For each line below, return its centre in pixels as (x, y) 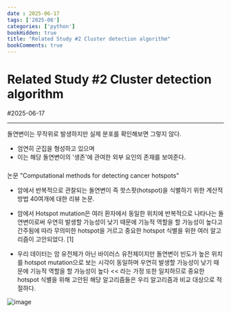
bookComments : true (35, 45)
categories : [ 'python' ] (41, 26)
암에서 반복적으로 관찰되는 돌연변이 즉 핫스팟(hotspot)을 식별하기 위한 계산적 (120, 190)
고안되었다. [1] (55, 239)
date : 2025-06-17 (33, 13)
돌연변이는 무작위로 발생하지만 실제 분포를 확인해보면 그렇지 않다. (95, 133)
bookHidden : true (32, 33)
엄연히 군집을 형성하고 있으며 (56, 148)
